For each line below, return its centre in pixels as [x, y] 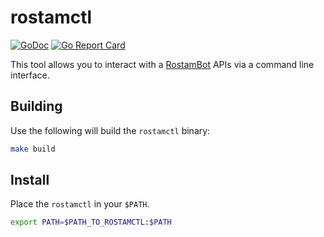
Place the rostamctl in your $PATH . [80, 204]
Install [30, 180]
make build [33, 149]
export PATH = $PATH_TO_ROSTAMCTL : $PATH [91, 222]
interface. [30, 75]
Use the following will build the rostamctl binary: [110, 130]
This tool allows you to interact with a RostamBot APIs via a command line [162, 64]
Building [36, 106]
